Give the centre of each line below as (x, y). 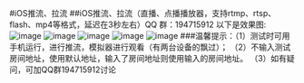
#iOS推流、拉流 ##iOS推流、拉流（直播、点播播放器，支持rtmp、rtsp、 (143, 13)
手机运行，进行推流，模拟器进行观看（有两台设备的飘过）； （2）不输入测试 (150, 47)
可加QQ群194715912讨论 (70, 69)
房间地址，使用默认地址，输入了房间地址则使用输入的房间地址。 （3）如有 (148, 58)
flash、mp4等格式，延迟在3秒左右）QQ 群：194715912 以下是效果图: (138, 24)
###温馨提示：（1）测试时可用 (235, 36)
